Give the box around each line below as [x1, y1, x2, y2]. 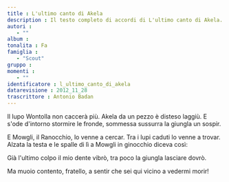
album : [7, 36, 30, 43]
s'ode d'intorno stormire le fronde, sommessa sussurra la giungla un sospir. [7, 120, 221, 128]
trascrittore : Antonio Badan [7, 94, 94, 101]
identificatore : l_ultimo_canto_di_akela [7, 81, 131, 88]
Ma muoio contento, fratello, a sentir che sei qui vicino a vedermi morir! [7, 167, 210, 175]
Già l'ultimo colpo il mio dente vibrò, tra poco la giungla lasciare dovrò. [7, 154, 207, 162]
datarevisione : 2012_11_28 [7, 87, 88, 94]
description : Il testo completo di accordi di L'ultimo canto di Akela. [7, 17, 223, 23]
